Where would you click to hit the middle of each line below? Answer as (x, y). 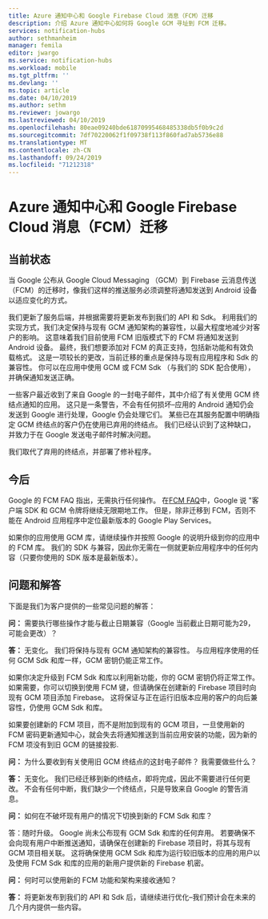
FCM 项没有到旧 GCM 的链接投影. (64, 744)
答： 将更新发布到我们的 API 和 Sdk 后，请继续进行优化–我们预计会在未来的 (132, 897)
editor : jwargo (34, 53)
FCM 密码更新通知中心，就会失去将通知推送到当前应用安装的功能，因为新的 (133, 734)
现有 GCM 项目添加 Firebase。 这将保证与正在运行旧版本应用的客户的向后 (130, 697)
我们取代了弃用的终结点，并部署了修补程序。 (82, 452)
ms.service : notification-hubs (60, 61)
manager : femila (35, 46)
